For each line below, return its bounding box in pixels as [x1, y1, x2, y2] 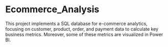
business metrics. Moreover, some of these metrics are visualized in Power [5, 31, 163, 37]
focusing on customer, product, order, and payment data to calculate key [5, 26, 159, 32]
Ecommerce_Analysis [5, 4, 100, 15]
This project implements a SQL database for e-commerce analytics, [5, 20, 148, 27]
